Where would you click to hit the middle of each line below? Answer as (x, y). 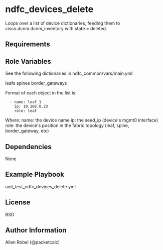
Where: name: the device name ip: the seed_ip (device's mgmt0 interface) (82, 120)
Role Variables (28, 61)
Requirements (28, 44)
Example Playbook (35, 174)
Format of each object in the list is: (41, 93)
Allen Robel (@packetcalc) (33, 242)
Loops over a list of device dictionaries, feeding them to (63, 23)
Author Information (36, 230)
